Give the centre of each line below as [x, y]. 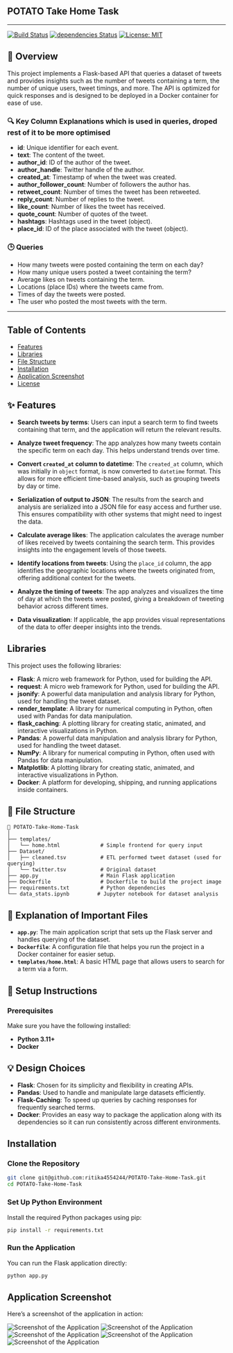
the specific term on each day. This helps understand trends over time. [118, 450]
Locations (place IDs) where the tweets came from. [90, 287]
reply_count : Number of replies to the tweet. [81, 199]
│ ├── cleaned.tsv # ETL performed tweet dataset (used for [114, 858]
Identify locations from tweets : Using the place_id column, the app [114, 563]
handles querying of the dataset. [64, 939]
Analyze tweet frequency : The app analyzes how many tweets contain [119, 443]
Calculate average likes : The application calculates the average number [120, 535]
